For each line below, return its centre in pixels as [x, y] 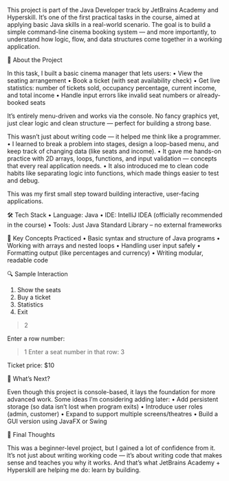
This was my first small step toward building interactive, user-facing [103, 194]
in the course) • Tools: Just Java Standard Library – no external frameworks [115, 225]
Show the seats [39, 290]
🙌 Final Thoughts [31, 434]
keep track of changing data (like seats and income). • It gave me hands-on [114, 151]
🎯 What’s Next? [29, 379]
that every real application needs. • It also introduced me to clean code [108, 166]
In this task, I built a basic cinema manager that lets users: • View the [105, 73]
